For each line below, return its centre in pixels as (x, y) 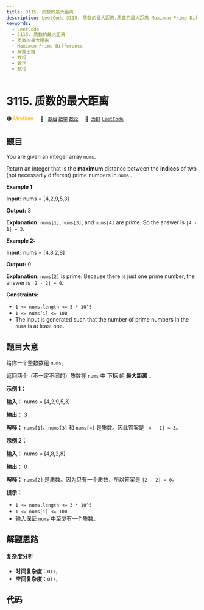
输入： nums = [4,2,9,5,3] (38, 402)
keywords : (19, 23)
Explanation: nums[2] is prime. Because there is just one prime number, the (100, 276)
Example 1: (20, 187)
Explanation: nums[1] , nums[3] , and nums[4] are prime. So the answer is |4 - (102, 222)
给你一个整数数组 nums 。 (37, 362)
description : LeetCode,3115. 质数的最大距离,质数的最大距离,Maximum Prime (97, 18)
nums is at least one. (40, 326)
